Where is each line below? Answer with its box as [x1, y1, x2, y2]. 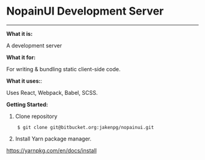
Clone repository [15, 113, 58, 120]
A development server [6, 41, 62, 49]
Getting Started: [6, 100, 48, 108]
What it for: [6, 54, 36, 61]
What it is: [6, 30, 33, 37]
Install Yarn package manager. [15, 135, 92, 142]
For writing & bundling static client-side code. [6, 65, 121, 72]
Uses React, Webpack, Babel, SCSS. [6, 89, 98, 96]
